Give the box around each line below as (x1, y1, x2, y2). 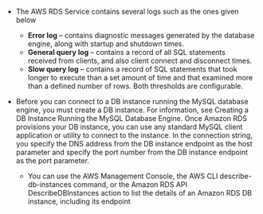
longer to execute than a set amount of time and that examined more (27, 73, 253, 82)
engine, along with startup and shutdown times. (27, 39, 185, 49)
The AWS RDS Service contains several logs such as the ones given (15, 7, 239, 16)
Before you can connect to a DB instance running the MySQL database (15, 97, 249, 106)
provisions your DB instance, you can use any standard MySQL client (15, 123, 243, 131)
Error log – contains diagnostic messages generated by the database (27, 31, 255, 40)
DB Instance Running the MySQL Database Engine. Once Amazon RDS (15, 114, 248, 123)
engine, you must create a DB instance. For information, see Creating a (15, 105, 249, 115)
